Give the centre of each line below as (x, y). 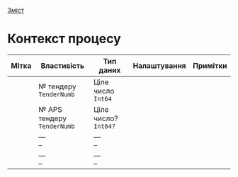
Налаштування (159, 65)
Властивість (63, 65)
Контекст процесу (64, 39)
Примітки (210, 65)
